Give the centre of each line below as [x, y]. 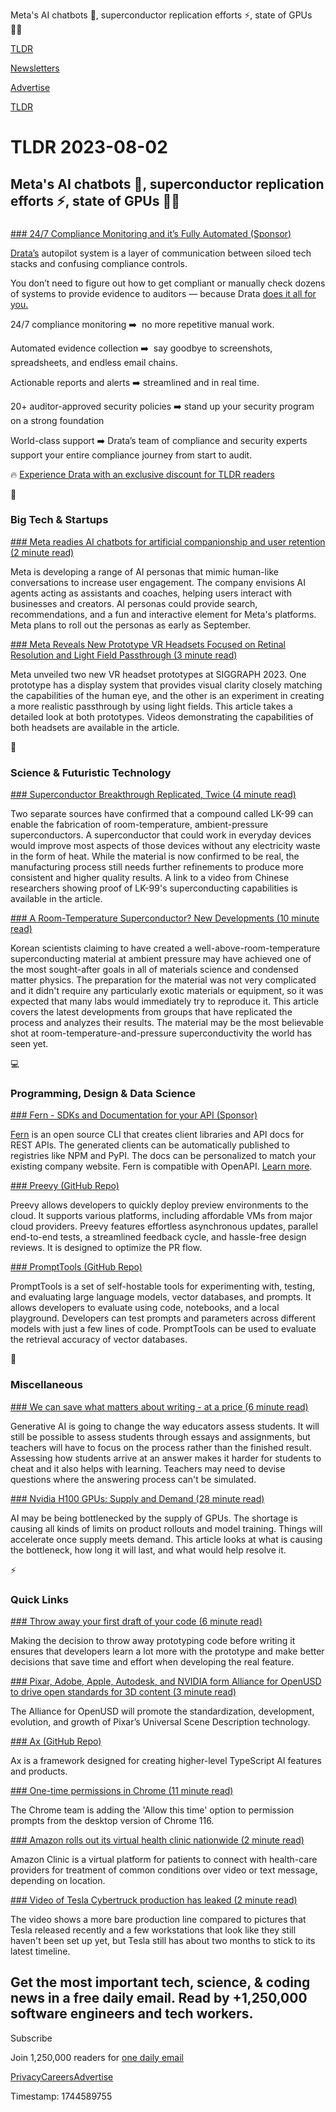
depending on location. [58, 1880]
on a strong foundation [57, 420]
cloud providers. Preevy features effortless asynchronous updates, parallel [164, 1226]
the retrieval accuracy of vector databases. [99, 1340]
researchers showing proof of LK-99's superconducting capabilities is [154, 888]
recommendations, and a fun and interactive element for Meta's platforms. [163, 614]
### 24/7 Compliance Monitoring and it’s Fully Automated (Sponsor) [151, 233]
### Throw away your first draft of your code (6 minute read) [136, 1621]
